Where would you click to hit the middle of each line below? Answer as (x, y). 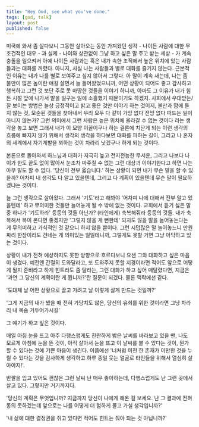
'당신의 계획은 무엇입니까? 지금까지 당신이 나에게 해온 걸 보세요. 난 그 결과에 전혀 (99, 398)
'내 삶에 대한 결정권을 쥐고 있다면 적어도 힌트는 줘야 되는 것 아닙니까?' (87, 418)
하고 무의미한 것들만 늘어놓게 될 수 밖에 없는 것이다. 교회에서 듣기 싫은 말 (107, 205)
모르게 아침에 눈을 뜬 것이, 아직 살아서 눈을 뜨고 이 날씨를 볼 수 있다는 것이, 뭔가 (98, 343)
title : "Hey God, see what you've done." (58, 12)
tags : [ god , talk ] (29, 17)
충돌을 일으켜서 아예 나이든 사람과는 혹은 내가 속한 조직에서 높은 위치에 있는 (93, 61)
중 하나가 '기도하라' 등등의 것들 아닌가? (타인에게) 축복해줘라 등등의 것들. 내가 (96, 213)
